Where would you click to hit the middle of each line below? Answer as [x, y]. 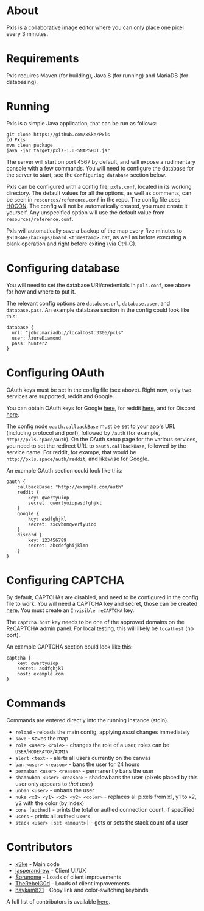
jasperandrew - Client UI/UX [51, 870]
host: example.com [40, 674]
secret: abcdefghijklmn [58, 546]
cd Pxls [16, 140]
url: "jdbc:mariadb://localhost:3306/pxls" [68, 332]
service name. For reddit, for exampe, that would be [71, 452]
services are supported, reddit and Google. [60, 396]
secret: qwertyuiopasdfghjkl [65, 503]
